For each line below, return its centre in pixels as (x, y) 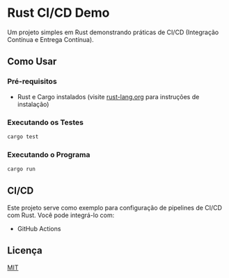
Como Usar (32, 62)
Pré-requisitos (32, 82)
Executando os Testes (45, 122)
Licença (25, 250)
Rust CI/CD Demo (58, 13)
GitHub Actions (39, 228)
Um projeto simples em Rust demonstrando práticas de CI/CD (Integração (113, 32)
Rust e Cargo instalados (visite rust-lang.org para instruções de (108, 96)
